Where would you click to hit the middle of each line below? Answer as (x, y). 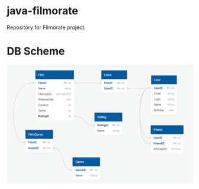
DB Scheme (36, 51)
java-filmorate (43, 11)
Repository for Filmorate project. (46, 27)
